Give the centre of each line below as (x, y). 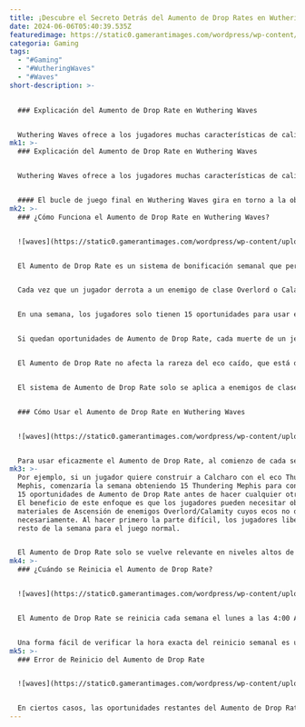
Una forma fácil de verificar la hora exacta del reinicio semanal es (154, 642)
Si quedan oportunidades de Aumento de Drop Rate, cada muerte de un (152, 339)
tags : (20, 52)
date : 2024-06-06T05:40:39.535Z (70, 26)
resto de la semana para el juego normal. (99, 528)
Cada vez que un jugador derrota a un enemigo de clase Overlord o (148, 290)
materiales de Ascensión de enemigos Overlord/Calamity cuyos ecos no (154, 511)
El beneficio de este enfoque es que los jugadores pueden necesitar (152, 503)
